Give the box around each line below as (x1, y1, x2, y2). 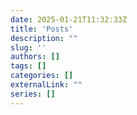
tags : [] (10, 61, 47, 71)
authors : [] (10, 52, 60, 62)
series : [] (10, 89, 56, 99)
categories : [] (10, 71, 74, 81)
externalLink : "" (10, 80, 83, 90)
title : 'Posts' (10, 24, 74, 34)
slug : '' (10, 42, 47, 53)
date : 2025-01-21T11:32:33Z (10, 14, 128, 25)
